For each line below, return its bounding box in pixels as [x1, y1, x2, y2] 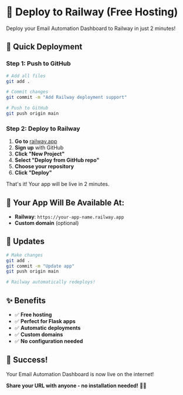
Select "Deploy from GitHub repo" [14, 157, 100, 164]
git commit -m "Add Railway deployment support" [6, 94, 127, 101]
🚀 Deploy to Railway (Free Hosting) [6, 5, 178, 19]
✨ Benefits [6, 296, 46, 306]
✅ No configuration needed [14, 337, 83, 344]
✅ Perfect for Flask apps [14, 317, 76, 324]
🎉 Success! [6, 355, 48, 365]
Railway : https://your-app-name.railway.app [14, 213, 124, 220]
